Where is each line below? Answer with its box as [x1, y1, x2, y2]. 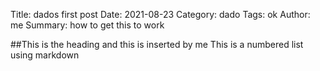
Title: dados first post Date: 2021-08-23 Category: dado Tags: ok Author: [10, 9, 311, 20]
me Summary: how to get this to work [10, 19, 165, 31]
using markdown [10, 49, 80, 61]
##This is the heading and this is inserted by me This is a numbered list [10, 39, 304, 50]
